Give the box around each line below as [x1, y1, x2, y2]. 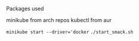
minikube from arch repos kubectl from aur [6, 17, 112, 23]
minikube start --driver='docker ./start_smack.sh [6, 29, 134, 35]
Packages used [6, 5, 44, 12]
